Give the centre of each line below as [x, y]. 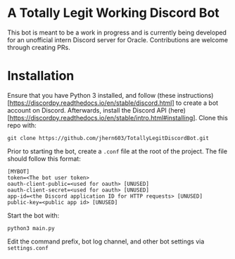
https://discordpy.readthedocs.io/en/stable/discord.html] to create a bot [114, 103]
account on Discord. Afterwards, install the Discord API [87, 110]
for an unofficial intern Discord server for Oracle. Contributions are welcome [118, 39]
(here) [177, 110]
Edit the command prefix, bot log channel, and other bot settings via [106, 241]
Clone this [214, 118]
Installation [41, 76]
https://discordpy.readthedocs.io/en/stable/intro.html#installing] [102, 118]
